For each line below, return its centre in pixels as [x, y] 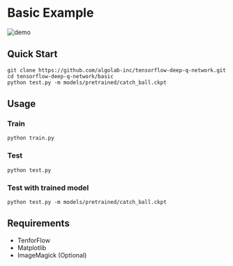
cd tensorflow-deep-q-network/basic [60, 76]
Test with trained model [48, 188]
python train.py [31, 138]
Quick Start [32, 54]
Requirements [38, 224]
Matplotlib [32, 247]
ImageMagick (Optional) [52, 255]
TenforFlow [34, 240]
